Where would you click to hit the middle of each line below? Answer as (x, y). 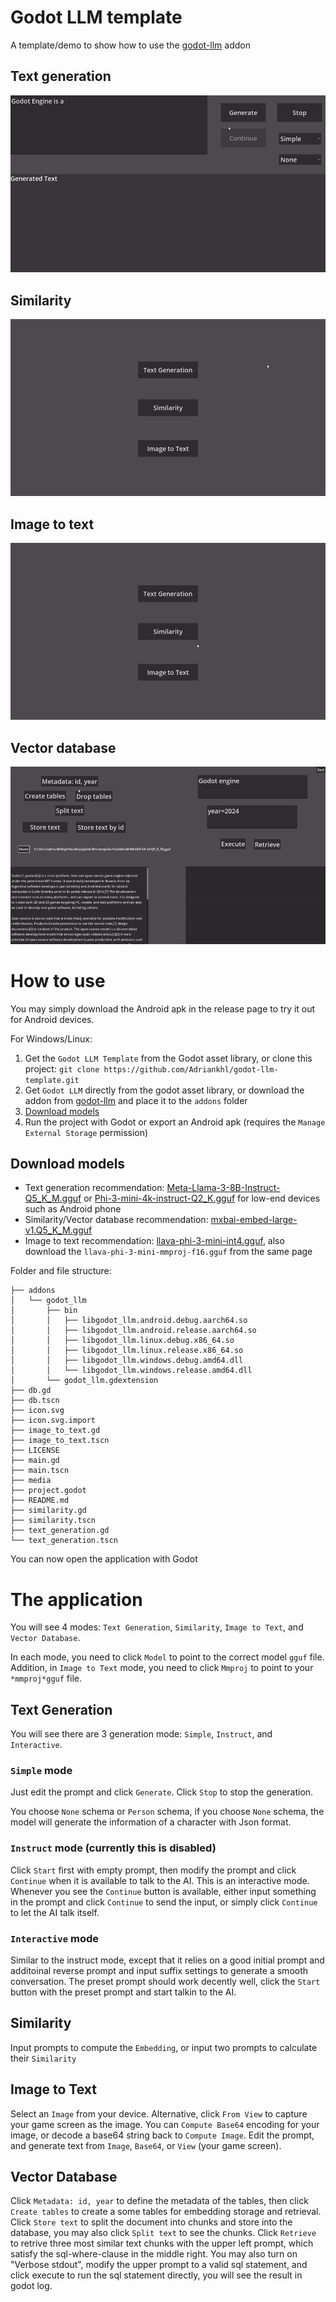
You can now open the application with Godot (104, 1559)
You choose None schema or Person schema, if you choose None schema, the (167, 1812)
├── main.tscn (40, 1471)
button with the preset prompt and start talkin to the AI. (123, 1992)
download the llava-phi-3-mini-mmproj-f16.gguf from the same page (168, 1252)
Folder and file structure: (61, 1271)
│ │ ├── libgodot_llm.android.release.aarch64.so (133, 1331)
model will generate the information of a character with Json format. (151, 1822)
